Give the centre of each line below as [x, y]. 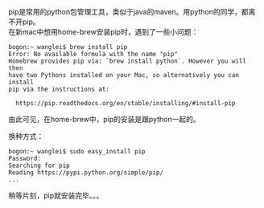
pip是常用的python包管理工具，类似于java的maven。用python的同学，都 [128, 12]
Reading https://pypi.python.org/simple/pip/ [86, 173]
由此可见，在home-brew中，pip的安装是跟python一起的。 [104, 119]
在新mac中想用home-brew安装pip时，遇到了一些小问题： [103, 32]
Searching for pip [39, 165]
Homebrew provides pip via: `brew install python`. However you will [128, 61]
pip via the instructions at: [59, 89]
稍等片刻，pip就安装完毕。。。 [56, 196]
